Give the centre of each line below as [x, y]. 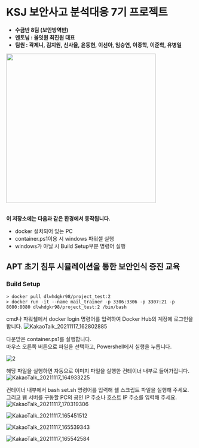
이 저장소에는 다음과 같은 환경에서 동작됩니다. [58, 218]
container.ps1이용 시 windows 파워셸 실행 [65, 238]
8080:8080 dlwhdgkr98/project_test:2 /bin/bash [67, 307]
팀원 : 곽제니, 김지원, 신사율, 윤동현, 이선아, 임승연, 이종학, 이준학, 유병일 [98, 45]
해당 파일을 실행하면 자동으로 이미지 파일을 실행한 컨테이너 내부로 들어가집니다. [98, 370]
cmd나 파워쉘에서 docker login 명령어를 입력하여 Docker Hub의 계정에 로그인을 [99, 319]
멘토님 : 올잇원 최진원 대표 [45, 37]
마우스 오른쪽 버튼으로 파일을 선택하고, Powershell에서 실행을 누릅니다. [89, 346]
